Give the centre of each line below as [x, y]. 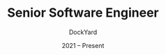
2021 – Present [83, 45]
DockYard [83, 32]
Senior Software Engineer [83, 13]
